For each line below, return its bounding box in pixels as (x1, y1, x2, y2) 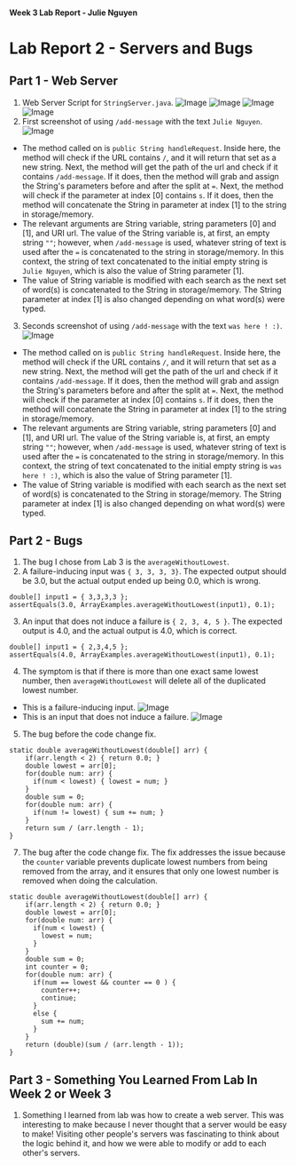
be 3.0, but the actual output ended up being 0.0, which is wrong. (21, 576, 261, 586)
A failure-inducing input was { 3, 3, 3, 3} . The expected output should (21, 566, 287, 577)
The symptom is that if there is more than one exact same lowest (21, 666, 259, 677)
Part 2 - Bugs (9, 533, 83, 548)
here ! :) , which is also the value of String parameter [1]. (21, 469, 233, 480)
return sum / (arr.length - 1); (25, 824, 144, 833)
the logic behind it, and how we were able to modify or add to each (21, 1138, 267, 1149)
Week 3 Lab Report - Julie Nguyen (9, 7, 138, 18)
